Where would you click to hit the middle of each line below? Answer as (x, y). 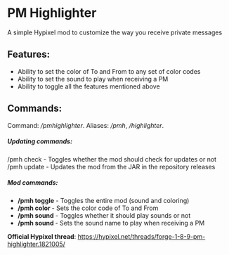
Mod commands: (33, 183)
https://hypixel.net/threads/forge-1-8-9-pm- (142, 236)
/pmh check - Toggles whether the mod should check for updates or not (112, 159)
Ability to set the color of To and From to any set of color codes (109, 71)
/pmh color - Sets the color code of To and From (88, 208)
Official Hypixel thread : (42, 236)
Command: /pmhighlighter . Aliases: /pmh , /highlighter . (86, 125)
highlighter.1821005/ (36, 244)
